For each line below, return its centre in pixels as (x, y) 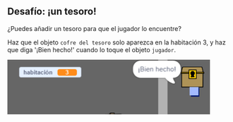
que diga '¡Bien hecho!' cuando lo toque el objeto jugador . (92, 49)
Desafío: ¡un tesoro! (52, 12)
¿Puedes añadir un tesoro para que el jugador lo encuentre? (95, 28)
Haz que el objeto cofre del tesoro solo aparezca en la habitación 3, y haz (116, 42)
